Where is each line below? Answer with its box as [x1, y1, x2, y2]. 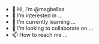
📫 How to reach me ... [11, 32, 68, 38]
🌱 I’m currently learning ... [11, 18, 76, 25]
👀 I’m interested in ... [11, 12, 63, 19]
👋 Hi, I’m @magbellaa [11, 6, 65, 12]
